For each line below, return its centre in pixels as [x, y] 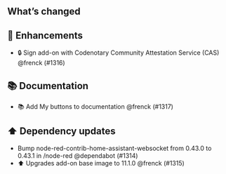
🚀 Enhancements [45, 35]
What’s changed [44, 12]
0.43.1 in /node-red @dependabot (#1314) [78, 155]
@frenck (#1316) [41, 63]
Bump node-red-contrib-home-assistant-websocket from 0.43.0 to [114, 148]
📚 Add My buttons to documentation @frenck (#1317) [95, 107]
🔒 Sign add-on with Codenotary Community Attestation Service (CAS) [118, 53]
